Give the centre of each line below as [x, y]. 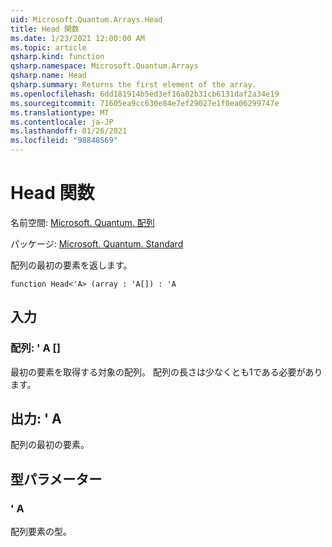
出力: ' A [36, 419]
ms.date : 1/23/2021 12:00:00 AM [77, 38]
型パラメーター [56, 479]
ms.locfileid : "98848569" [64, 141]
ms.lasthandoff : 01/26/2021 [69, 131]
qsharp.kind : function [57, 57]
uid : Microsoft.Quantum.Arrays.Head [86, 19]
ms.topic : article [48, 47]
